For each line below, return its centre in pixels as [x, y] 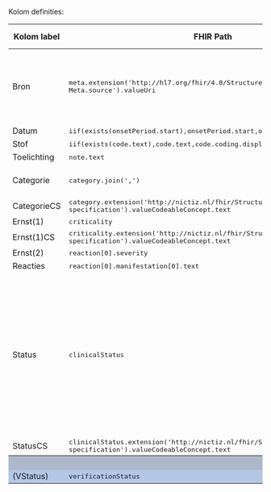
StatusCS [30, 446]
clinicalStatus [96, 354]
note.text [86, 157]
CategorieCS [37, 206]
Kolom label [37, 37]
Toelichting [33, 157]
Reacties [29, 266]
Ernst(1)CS [33, 237]
